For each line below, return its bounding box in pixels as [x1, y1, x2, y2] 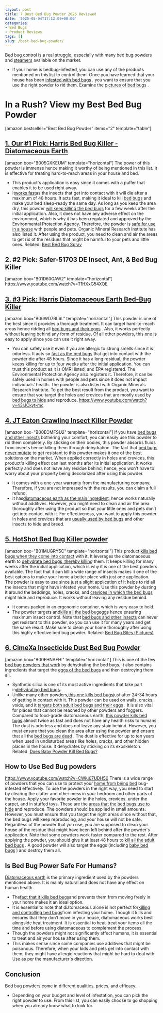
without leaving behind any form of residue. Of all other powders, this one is [5, 331, 157, 337]
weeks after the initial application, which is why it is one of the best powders [5, 563, 158, 569]
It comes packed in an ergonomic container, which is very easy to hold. [12, 604, 155, 609]
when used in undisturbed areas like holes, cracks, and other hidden [12, 738, 149, 744]
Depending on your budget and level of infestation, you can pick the [12, 993, 148, 998]
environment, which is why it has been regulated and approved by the [12, 215, 152, 221]
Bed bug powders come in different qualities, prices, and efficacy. [5, 983, 137, 989]
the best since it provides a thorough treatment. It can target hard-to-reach [5, 321, 155, 327]
